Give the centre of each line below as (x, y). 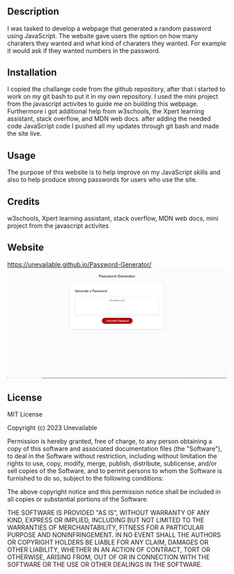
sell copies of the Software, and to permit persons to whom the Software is (115, 471)
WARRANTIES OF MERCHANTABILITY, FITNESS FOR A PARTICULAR (106, 527)
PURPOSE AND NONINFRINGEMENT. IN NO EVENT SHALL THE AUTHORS (114, 535)
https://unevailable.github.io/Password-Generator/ (79, 264)
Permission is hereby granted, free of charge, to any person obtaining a (110, 442)
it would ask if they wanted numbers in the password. (84, 50)
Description (33, 11)
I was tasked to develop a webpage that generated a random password (109, 28)
